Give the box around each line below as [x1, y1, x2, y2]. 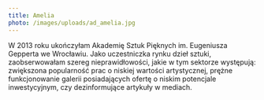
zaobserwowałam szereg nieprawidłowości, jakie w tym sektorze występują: [8, 57, 256, 67]
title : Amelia [8, 11, 55, 20]
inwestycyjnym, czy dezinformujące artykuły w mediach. [8, 82, 193, 91]
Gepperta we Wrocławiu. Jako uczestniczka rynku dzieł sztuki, [8, 49, 212, 58]
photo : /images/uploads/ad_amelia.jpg [8, 19, 136, 27]
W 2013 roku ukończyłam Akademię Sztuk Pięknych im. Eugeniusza [8, 40, 228, 50]
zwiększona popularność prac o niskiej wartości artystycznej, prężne [8, 65, 233, 75]
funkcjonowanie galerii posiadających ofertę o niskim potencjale [8, 74, 217, 83]
